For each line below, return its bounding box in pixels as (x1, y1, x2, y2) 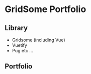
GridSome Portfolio (5, 4, 86, 15)
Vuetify (12, 42, 27, 48)
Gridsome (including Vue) (12, 37, 66, 43)
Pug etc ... (12, 48, 34, 53)
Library (5, 24, 28, 32)
